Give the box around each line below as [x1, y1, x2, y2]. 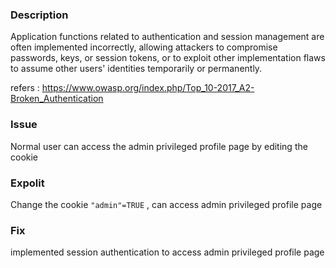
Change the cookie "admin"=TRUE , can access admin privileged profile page [10, 198, 323, 210]
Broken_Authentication [10, 93, 104, 105]
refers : [10, 82, 40, 94]
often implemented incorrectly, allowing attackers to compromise [10, 41, 278, 53]
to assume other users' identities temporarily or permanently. [10, 63, 263, 75]
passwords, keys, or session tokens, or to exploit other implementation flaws [10, 52, 326, 64]
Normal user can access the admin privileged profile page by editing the [10, 140, 308, 152]
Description [10, 8, 69, 22]
